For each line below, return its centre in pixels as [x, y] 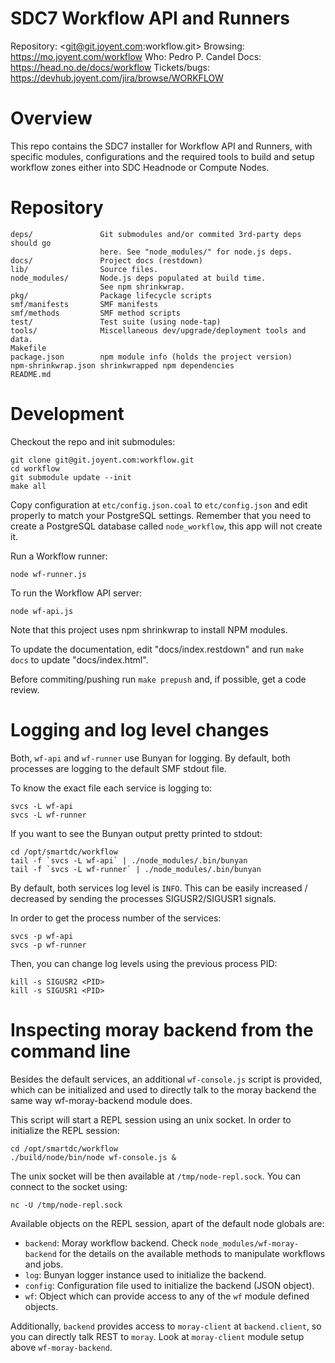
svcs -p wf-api [42, 936]
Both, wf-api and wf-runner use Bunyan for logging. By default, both [150, 758]
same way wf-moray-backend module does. [101, 1100]
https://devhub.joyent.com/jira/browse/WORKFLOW [117, 78]
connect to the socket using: [69, 1186]
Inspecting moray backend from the [162, 1029]
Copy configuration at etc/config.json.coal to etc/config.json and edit [159, 504]
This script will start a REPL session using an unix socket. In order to [151, 1119]
